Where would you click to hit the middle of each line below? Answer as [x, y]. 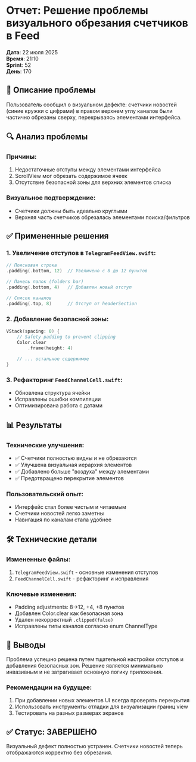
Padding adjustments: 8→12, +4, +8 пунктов [69, 607]
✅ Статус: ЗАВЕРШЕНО [52, 732]
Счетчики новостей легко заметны [59, 514]
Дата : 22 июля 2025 [32, 52]
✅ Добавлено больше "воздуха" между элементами [82, 472]
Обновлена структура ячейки [52, 393]
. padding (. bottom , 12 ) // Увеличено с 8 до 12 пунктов [77, 271]
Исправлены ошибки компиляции [58, 399]
